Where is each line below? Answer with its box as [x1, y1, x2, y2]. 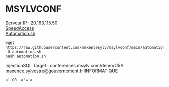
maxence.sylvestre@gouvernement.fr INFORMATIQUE [5, 68, 118, 74]
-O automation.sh [5, 49, 42, 54]
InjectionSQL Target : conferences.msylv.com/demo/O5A [5, 62, 124, 68]
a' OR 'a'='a [5, 77, 33, 82]
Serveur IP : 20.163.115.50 [5, 20, 58, 26]
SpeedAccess [5, 25, 34, 31]
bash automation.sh [5, 54, 46, 59]
